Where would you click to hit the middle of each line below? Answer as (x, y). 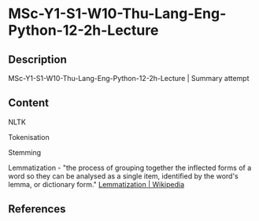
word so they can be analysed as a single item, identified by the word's (123, 176)
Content (29, 103)
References (37, 209)
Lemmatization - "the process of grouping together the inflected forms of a (130, 168)
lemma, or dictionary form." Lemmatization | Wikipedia (96, 184)
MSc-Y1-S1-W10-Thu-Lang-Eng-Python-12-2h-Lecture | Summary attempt (129, 78)
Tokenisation (29, 137)
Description (37, 59)
